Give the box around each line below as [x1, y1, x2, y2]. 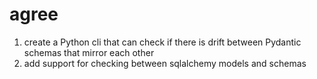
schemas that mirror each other [23, 46, 155, 58]
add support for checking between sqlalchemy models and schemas [23, 57, 307, 69]
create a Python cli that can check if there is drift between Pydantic [23, 36, 302, 48]
